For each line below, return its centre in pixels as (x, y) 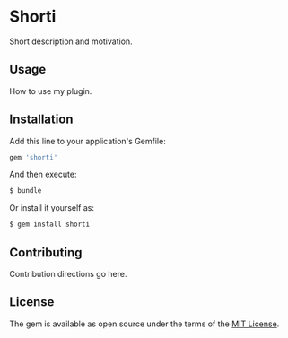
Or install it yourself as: (52, 208)
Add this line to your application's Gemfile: (87, 141)
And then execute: (43, 174)
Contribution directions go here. (68, 274)
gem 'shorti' (34, 157)
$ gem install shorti (50, 225)
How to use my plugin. (51, 91)
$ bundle (26, 191)
